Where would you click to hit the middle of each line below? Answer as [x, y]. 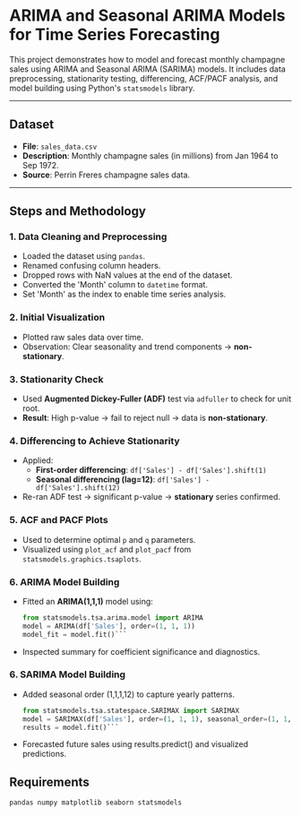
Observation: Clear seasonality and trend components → [127, 347]
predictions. [44, 754]
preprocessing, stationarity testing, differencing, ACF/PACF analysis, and [144, 78]
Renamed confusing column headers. [91, 266]
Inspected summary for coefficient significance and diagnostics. [141, 651]
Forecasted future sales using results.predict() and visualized [135, 744]
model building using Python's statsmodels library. [102, 88]
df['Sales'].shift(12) [78, 488]
